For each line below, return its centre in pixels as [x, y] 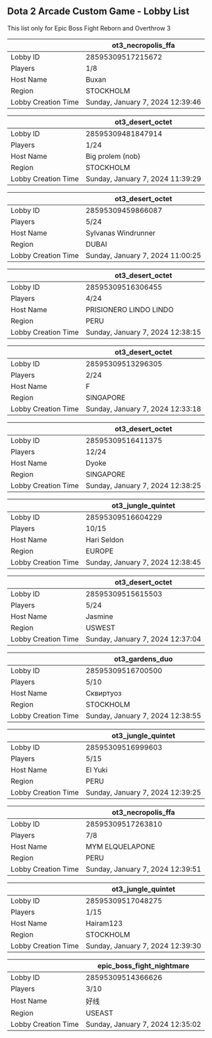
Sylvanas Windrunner [121, 233]
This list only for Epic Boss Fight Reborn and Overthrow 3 [89, 28]
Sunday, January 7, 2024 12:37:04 [143, 639]
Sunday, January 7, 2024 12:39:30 [143, 946]
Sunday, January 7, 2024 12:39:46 [143, 102]
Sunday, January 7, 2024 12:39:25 [143, 792]
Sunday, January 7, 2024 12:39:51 [143, 869]
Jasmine [99, 616]
